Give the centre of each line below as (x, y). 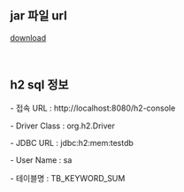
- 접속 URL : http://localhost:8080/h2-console (93, 108)
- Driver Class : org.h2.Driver (63, 126)
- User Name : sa (41, 160)
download (28, 37)
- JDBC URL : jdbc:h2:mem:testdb (72, 142)
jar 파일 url (38, 16)
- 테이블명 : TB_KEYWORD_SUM (68, 178)
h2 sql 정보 (39, 85)
